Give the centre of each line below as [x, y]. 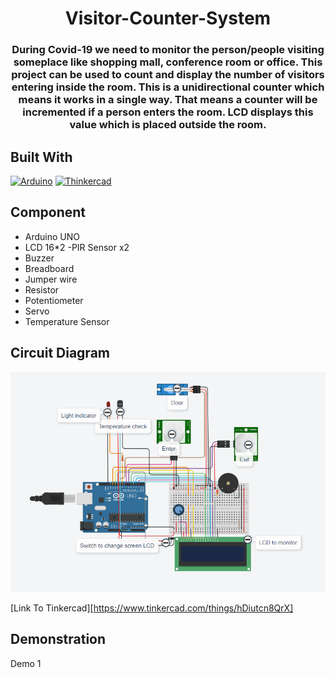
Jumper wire [51, 279]
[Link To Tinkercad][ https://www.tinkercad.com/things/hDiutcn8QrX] [152, 608]
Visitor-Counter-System [168, 18]
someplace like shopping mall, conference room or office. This [168, 62]
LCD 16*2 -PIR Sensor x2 [77, 247]
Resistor [42, 289]
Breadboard [49, 268]
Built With [41, 157]
